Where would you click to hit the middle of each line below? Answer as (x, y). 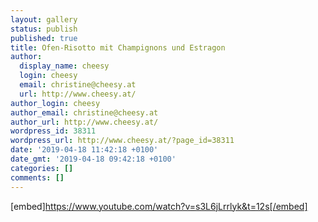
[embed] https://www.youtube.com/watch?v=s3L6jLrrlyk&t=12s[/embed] (159, 206)
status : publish (44, 29)
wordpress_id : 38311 (53, 131)
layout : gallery (44, 19)
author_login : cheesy (55, 103)
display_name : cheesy (64, 66)
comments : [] (37, 177)
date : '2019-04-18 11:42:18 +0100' (84, 150)
